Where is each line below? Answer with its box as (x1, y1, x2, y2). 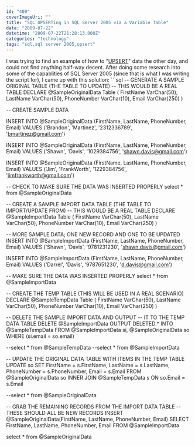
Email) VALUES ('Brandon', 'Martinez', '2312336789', (6, 124, 133, 131)
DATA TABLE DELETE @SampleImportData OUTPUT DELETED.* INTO (6, 320, 173, 327)
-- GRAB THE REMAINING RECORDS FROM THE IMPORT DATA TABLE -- (6, 403, 182, 410)
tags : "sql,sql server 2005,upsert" (6, 42, 95, 48)
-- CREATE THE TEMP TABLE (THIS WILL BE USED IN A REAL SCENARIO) (6, 290, 184, 297)
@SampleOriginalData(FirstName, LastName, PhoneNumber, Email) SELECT (6, 415, 189, 422)
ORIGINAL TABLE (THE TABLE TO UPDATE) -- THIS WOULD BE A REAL (6, 82, 177, 89)
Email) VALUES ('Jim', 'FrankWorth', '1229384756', (6, 165, 127, 172)
